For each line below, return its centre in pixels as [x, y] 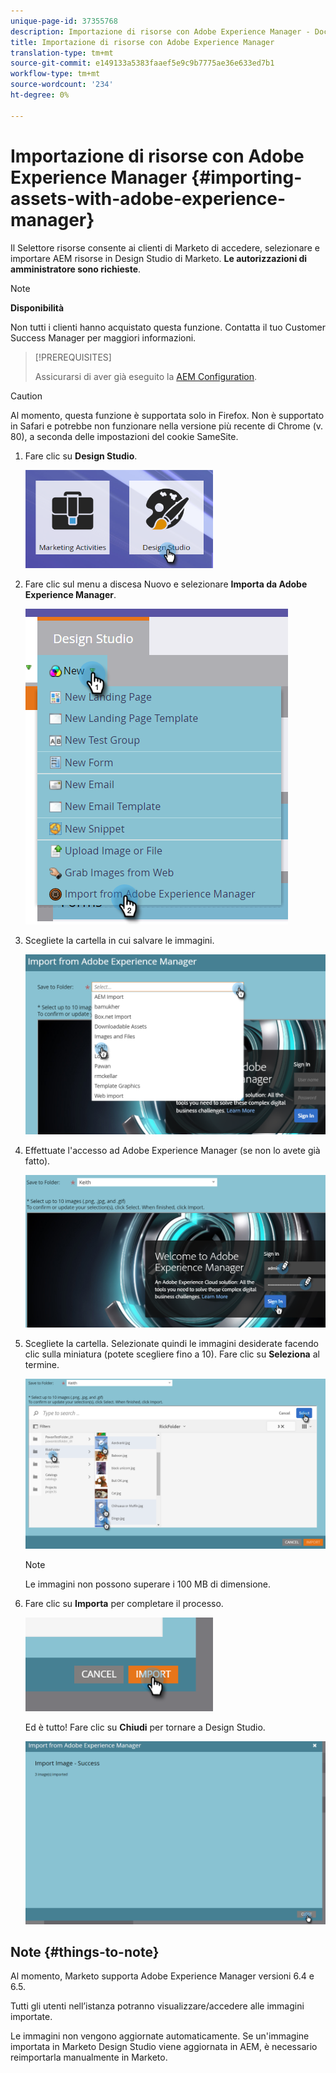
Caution [26, 396]
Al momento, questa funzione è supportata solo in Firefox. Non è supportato [167, 415]
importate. [31, 2017]
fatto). [37, 1161]
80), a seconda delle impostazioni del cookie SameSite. [124, 436]
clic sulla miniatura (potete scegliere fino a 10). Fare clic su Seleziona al [172, 1354]
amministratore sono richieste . [76, 269]
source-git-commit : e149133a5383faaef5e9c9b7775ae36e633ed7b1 [142, 63]
